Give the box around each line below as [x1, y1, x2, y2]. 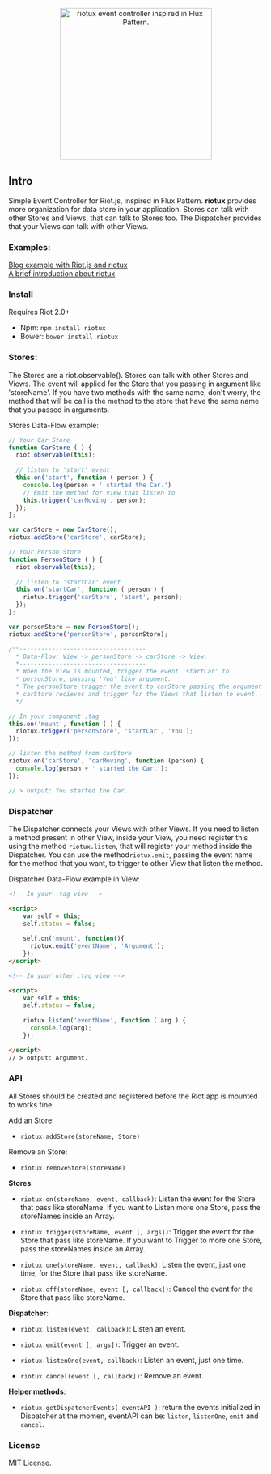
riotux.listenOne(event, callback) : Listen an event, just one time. [19, 1355, 244, 1365]
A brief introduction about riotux [8, 269, 116, 278]
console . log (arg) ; [29, 1024, 92, 1032]
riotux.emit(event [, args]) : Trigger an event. [19, 1340, 180, 1349]
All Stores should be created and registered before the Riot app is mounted [8, 1091, 258, 1101]
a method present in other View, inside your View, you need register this [8, 832, 248, 842]
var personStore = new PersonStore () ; [8, 622, 139, 631]
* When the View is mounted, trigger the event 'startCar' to [15, 668, 230, 676]
